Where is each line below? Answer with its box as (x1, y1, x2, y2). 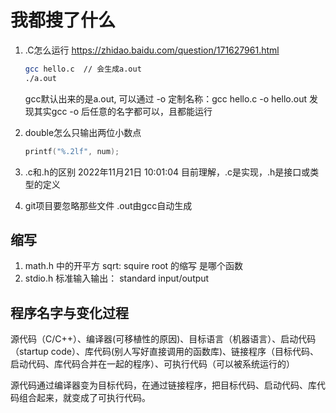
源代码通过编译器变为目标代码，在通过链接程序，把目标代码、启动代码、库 (10, 379, 317, 391)
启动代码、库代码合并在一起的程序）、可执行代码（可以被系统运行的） (10, 358, 295, 370)
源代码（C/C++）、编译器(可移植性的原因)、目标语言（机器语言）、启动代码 (10, 333, 317, 345)
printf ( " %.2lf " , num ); (24, 146, 120, 156)
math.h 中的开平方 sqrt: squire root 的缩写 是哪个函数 (24, 260, 244, 272)
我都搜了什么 (10, 9, 117, 32)
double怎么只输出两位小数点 (24, 126, 142, 138)
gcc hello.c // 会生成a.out (24, 64, 142, 74)
